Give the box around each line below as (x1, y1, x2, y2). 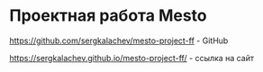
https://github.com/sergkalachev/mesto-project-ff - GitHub (9, 35, 229, 46)
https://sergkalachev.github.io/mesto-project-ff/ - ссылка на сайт (9, 52, 255, 63)
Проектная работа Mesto (9, 5, 207, 26)
